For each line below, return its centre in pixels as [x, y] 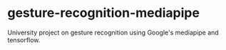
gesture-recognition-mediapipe [103, 13]
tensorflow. [24, 39]
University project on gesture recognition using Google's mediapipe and [113, 32]
